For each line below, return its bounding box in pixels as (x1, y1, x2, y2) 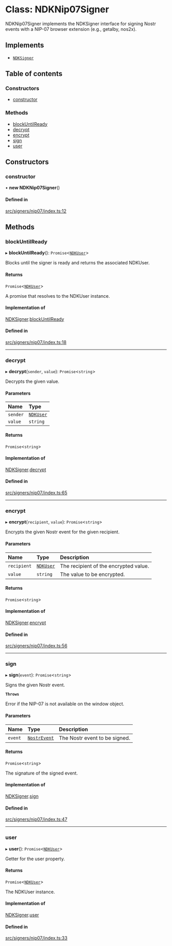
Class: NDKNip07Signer (5, 4, 109, 15)
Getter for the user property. (5, 856, 65, 862)
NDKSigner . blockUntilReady (5, 316, 64, 322)
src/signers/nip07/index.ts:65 (5, 490, 68, 496)
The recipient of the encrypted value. (59, 562, 149, 569)
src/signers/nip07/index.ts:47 (5, 816, 68, 822)
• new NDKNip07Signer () (5, 185, 60, 191)
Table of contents (5, 69, 62, 78)
